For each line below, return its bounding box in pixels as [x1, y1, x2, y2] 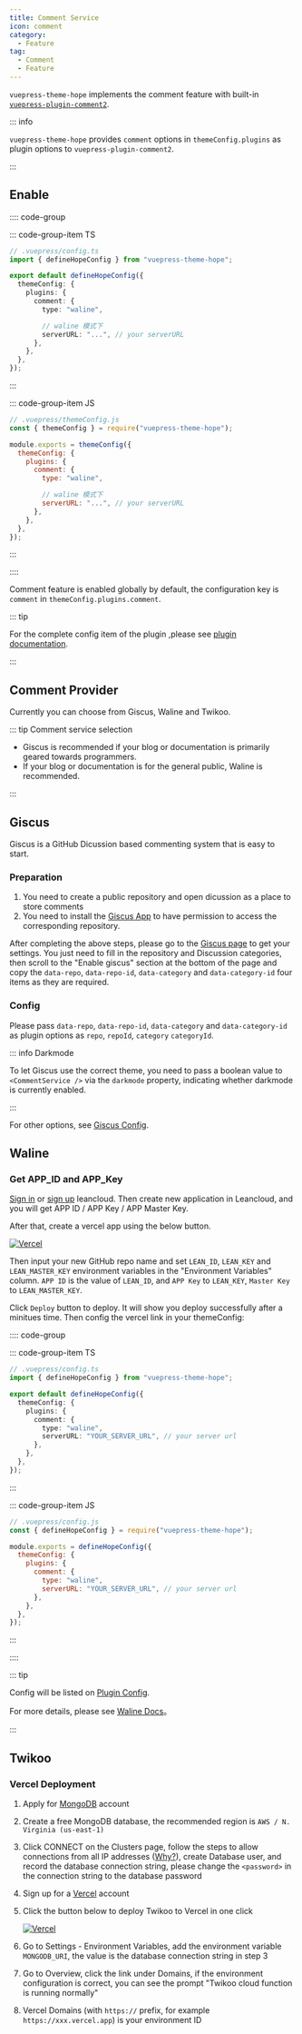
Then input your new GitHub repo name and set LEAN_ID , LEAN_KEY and [9, 1256, 271, 1267]
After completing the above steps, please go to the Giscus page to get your [9, 938, 290, 949]
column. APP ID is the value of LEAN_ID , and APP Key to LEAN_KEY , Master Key [9, 1275, 290, 1286]
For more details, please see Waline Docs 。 [9, 1706, 172, 1717]
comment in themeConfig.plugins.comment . [9, 594, 161, 605]
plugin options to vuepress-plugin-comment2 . [9, 143, 174, 154]
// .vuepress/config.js [9, 1517, 100, 1526]
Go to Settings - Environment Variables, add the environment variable [22, 1940, 282, 1952]
